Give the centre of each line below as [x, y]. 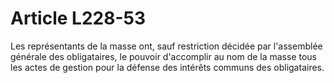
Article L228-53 [78, 18]
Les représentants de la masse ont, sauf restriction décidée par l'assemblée [166, 46]
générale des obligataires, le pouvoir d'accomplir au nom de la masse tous [164, 56]
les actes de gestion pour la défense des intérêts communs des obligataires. [167, 67]
